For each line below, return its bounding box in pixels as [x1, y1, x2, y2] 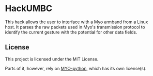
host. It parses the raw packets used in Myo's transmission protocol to [5, 24, 145, 30]
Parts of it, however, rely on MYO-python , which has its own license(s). [5, 65, 147, 71]
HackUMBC [5, 3, 52, 14]
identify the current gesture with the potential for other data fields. [5, 29, 137, 35]
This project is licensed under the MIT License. [5, 56, 99, 62]
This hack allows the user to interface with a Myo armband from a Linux [5, 19, 148, 25]
